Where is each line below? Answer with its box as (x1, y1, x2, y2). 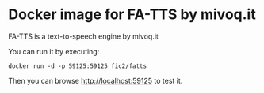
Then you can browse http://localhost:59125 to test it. (8, 76, 183, 85)
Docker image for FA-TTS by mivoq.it (8, 6, 256, 24)
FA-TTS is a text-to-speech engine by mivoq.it (8, 32, 159, 41)
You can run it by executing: (8, 46, 100, 56)
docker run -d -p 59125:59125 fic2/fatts (8, 61, 147, 70)
